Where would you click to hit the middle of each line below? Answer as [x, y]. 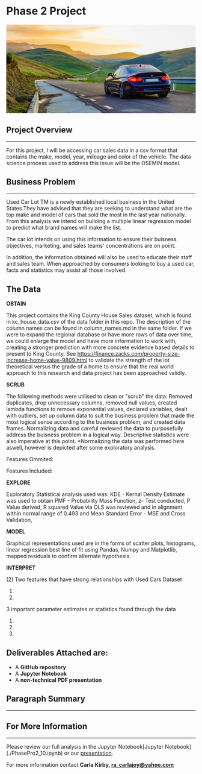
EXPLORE [18, 483]
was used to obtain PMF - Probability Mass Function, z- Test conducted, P [98, 501]
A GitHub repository [40, 667]
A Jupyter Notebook [41, 673]
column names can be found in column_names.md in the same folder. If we [99, 328]
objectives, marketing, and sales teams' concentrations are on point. [91, 246]
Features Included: [29, 471]
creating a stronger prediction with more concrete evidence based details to [100, 347]
